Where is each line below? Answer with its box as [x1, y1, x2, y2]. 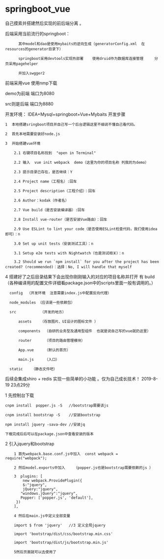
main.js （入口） [18, 357, 60, 362]
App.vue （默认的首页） [18, 347, 71, 353]
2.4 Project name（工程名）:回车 [14, 179, 77, 184]
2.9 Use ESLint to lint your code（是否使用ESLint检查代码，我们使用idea [14, 227, 158, 231]
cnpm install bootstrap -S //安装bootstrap [5, 412, 101, 417]
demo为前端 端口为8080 [5, 90, 55, 96]
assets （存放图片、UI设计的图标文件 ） [18, 319, 98, 324]
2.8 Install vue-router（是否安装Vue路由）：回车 [14, 217, 108, 222]
